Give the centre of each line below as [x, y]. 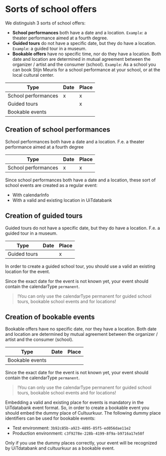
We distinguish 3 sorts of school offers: [45, 23]
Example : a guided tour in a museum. [49, 48]
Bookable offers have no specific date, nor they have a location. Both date [81, 329]
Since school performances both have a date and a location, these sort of [81, 180]
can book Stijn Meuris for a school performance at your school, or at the [86, 70]
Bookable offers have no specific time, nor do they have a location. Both [87, 54]
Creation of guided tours [44, 216]
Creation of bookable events [50, 317]
